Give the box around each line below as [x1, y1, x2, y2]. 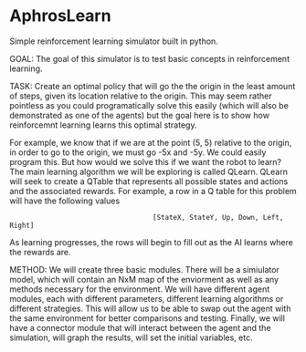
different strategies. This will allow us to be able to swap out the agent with [9, 303, 291, 314]
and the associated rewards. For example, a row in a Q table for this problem [9, 185, 297, 196]
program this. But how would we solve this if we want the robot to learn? [9, 156, 281, 167]
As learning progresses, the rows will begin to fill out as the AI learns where [9, 236, 294, 247]
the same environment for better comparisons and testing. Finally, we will [9, 312, 286, 324]
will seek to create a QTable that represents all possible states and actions [9, 175, 289, 187]
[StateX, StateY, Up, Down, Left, [152, 212, 284, 222]
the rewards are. [9, 246, 71, 257]
